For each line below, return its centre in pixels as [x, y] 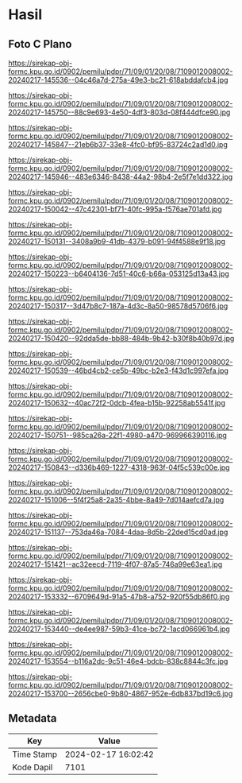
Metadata [33, 718]
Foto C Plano [40, 44]
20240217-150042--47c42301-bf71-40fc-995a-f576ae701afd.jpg [115, 209]
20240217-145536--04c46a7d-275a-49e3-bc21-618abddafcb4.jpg [118, 80]
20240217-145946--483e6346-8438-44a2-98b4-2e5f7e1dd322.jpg [121, 177]
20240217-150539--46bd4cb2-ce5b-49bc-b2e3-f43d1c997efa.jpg [118, 370]
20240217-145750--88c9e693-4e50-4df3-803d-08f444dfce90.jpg [119, 112]
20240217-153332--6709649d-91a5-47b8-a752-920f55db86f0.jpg [119, 597]
